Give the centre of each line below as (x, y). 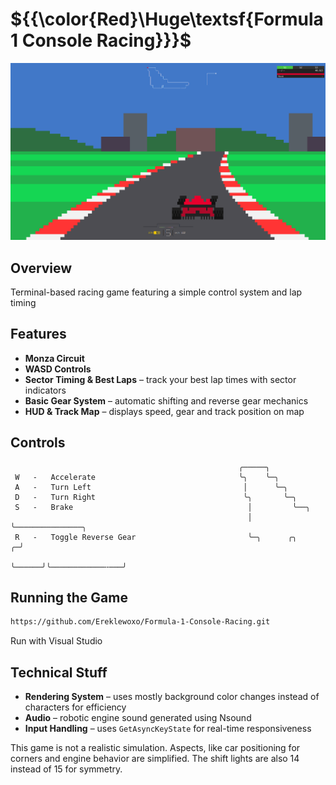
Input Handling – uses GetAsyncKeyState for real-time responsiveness (168, 729)
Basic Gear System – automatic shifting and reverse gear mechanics (166, 400)
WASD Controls (58, 369)
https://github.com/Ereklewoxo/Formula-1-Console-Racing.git (140, 622)
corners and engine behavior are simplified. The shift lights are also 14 (155, 759)
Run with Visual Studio (56, 641)
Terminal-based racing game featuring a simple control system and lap (156, 292)
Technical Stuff (59, 672)
